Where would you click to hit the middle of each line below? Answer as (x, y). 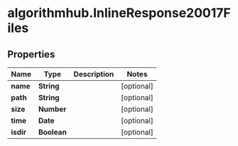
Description (94, 74)
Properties (31, 54)
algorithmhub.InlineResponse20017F (119, 13)
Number (52, 109)
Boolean (53, 132)
